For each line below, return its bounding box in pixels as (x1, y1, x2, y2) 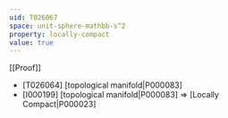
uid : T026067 (9, 13, 58, 22)
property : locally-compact (9, 29, 110, 38)
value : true (9, 38, 54, 47)
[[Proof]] (9, 63, 42, 73)
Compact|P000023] (21, 99, 97, 110)
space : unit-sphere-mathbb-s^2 (9, 21, 126, 30)
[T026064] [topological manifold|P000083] (21, 80, 183, 90)
